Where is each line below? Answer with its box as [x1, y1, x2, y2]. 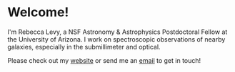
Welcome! [7, 4, 69, 20]
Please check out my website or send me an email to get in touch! [7, 56, 201, 64]
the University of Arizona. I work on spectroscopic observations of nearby [7, 35, 226, 43]
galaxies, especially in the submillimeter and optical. [7, 42, 161, 51]
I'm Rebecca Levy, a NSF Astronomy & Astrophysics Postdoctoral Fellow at [7, 28, 228, 36]
